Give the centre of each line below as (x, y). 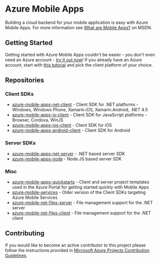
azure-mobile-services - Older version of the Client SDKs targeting (79, 193)
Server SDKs (20, 143)
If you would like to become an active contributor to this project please (76, 245)
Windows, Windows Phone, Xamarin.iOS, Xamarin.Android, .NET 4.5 (80, 110)
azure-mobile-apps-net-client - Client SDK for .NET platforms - (75, 105)
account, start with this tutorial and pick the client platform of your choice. (79, 65)
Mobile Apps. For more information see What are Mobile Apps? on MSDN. (79, 27)
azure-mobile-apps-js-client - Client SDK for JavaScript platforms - (79, 115)
